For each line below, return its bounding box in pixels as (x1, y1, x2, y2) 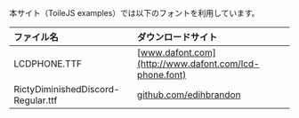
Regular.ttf (13, 94, 58, 106)
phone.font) (136, 69, 187, 81)
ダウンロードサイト (136, 31, 218, 43)
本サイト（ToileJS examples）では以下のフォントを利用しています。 (9, 8, 260, 18)
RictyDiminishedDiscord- (13, 83, 120, 95)
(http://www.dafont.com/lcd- (136, 58, 260, 69)
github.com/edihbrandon (136, 89, 241, 100)
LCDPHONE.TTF (13, 58, 83, 69)
